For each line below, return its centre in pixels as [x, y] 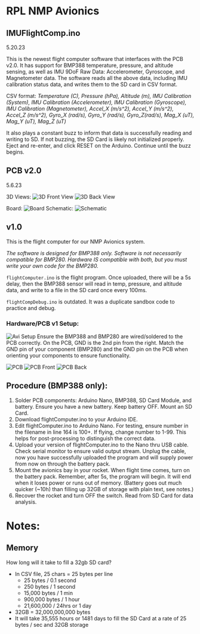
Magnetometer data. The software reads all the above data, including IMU [97, 78]
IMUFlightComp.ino [43, 33]
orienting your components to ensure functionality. [69, 355]
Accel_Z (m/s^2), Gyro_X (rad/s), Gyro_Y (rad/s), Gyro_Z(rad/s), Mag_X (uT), [100, 115]
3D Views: [19, 197]
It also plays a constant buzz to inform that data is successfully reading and [99, 133]
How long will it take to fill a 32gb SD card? [59, 562]
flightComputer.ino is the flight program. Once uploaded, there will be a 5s [99, 277]
